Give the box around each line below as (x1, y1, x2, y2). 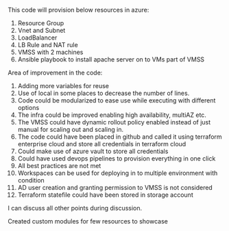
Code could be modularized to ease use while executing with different (17, 96, 216, 105)
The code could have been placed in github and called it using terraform (17, 133, 222, 141)
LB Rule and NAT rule (17, 41, 78, 49)
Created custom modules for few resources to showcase (8, 217, 169, 225)
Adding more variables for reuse (17, 82, 109, 90)
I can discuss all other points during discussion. (8, 204, 143, 212)
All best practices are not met (17, 162, 101, 169)
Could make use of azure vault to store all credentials (17, 147, 169, 155)
